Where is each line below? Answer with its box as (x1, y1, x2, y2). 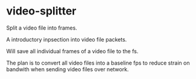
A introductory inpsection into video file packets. (6, 36, 127, 43)
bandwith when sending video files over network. (6, 65, 129, 73)
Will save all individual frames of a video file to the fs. (6, 47, 139, 55)
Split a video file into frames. (6, 24, 77, 31)
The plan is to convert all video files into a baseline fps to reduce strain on (6, 59, 190, 66)
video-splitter (6, 4, 77, 18)
